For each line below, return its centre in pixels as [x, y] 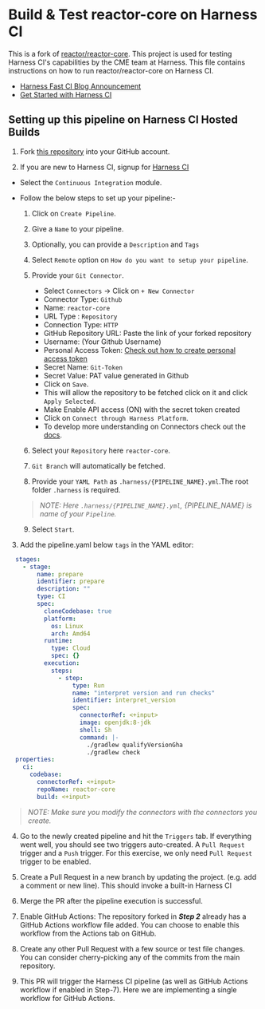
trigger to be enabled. [55, 861]
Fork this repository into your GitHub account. [95, 151]
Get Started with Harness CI [66, 94]
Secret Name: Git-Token [83, 367]
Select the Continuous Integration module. [91, 182]
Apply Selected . [70, 401]
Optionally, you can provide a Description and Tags [115, 244]
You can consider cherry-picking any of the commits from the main [130, 957]
